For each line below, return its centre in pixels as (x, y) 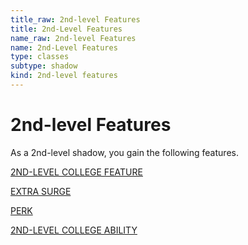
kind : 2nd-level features (64, 76)
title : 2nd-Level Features (66, 29)
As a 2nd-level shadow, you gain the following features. (124, 152)
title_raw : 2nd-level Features (75, 19)
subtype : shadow (44, 66)
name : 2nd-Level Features (64, 47)
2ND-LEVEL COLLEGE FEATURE (76, 172)
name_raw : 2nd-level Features (73, 38)
